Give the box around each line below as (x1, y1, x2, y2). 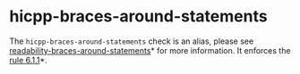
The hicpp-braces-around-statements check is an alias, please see (9, 36, 254, 46)
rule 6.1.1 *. (9, 54, 47, 65)
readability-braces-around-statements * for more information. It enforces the (9, 45, 291, 55)
